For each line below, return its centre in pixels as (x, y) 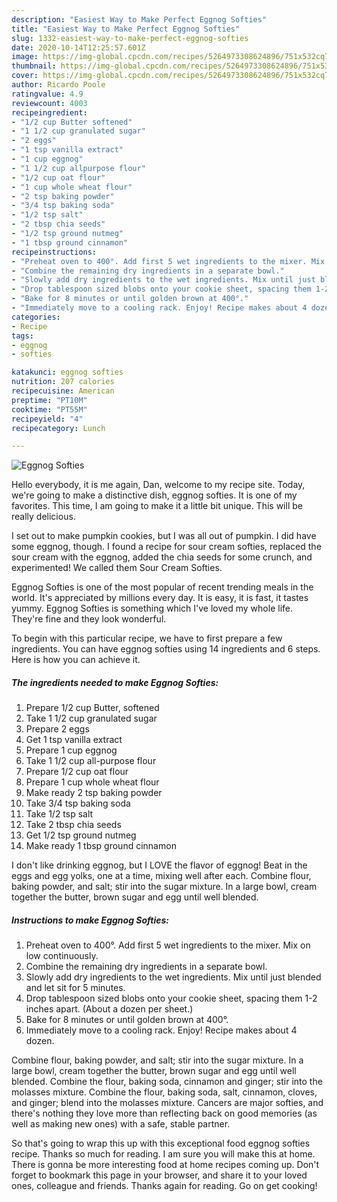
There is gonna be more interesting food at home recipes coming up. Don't (165, 1165)
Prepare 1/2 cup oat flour (77, 772)
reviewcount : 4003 (49, 103)
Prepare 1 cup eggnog (71, 750)
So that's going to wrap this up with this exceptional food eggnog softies (161, 1143)
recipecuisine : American (63, 391)
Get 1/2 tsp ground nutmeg (81, 835)
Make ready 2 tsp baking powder (94, 793)
